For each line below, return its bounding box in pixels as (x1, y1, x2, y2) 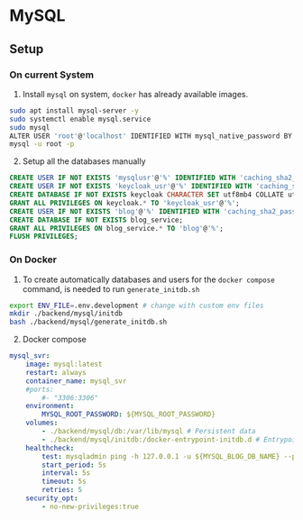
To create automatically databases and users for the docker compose (22, 274, 275, 285)
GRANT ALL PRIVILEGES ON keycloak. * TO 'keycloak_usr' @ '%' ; (9, 198, 241, 207)
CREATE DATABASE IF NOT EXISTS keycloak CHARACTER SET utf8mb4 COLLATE (9, 190, 284, 199)
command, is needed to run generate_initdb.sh (22, 283, 200, 294)
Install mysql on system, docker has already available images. (22, 88, 249, 99)
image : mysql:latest (25, 360, 103, 369)
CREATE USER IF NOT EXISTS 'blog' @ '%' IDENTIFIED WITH (9, 206, 220, 216)
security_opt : (25, 494, 78, 503)
